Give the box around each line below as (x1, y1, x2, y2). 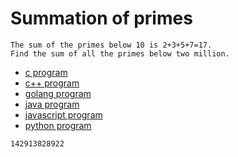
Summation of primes (10, 7, 193, 30)
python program (24, 119, 92, 131)
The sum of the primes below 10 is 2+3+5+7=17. (10, 40, 213, 50)
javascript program (24, 108, 103, 121)
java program (24, 98, 80, 110)
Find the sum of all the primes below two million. (10, 48, 230, 59)
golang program (24, 87, 92, 99)
